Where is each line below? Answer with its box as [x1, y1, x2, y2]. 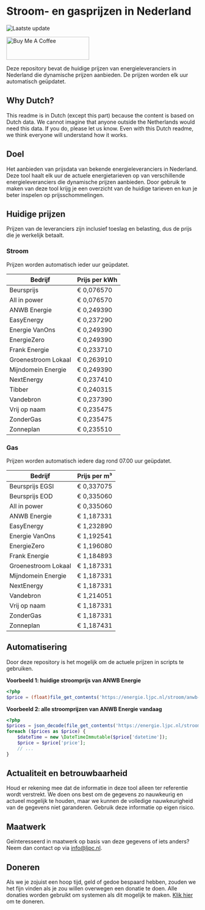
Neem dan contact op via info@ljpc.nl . [6, 845, 103, 852]
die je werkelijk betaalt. [6, 231, 65, 239]
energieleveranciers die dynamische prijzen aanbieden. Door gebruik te [6, 178, 186, 185]
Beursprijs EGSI [9, 482, 54, 490]
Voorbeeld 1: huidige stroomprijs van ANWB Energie [6, 676, 142, 684]
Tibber [9, 385, 29, 393]
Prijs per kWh [77, 275, 118, 284]
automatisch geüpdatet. [6, 78, 66, 85]
